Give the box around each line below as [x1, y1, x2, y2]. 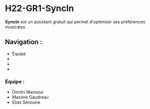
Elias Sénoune [12, 99, 41, 105]
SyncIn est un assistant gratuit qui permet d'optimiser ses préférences [5, 19, 146, 25]
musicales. [5, 24, 27, 29]
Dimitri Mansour [12, 89, 44, 95]
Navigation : [5, 38, 42, 46]
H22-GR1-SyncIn [5, 3, 74, 14]
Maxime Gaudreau [12, 95, 49, 100]
